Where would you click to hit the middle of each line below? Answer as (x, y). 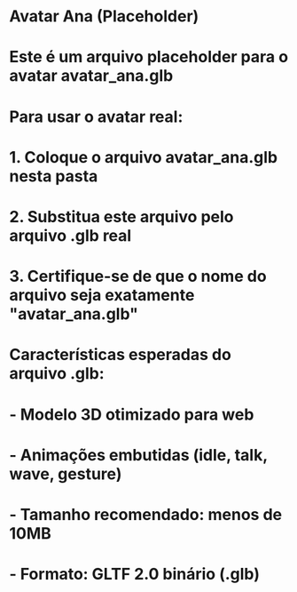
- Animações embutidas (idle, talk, (138, 455)
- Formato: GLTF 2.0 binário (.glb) (134, 574)
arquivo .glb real (70, 235)
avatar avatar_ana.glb (91, 76)
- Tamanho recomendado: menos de (145, 514)
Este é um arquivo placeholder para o (149, 57)
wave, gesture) (66, 474)
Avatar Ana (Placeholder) (104, 16)
